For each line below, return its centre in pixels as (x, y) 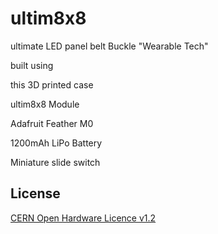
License (35, 193)
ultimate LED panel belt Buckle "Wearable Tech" (109, 46)
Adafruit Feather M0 (52, 123)
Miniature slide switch (55, 162)
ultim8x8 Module (45, 104)
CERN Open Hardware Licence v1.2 (83, 218)
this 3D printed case (52, 84)
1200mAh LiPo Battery (56, 143)
